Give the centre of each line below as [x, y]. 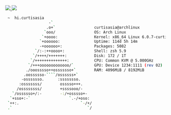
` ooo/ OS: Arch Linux [85, 32]
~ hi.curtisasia [26, 18]
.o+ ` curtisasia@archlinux [93, 27]
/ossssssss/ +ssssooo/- [50, 89]
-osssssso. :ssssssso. [51, 79]
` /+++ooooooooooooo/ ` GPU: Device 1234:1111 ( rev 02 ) [95, 65]
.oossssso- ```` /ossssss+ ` [51, 75]
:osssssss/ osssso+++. [51, 84]
